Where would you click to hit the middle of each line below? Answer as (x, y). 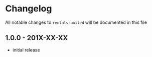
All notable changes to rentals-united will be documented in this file (76, 22)
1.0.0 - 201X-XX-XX (37, 38)
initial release (26, 50)
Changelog (29, 9)
